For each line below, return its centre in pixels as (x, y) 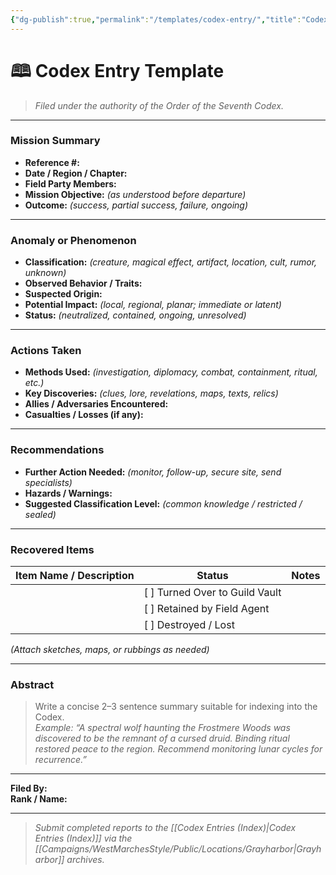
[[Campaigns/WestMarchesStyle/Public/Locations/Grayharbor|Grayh (178, 849)
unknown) (45, 273)
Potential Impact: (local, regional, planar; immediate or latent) (153, 305)
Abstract (32, 684)
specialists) (48, 482)
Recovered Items (52, 549)
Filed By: (29, 788)
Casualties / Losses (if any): (84, 415)
